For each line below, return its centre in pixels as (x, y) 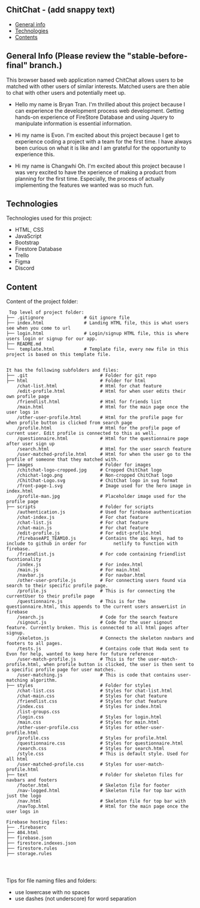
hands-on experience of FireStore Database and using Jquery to (95, 117)
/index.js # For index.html (80, 565)
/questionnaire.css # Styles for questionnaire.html (100, 743)
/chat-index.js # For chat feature (83, 518)
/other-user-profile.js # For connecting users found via (101, 581)
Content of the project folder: (42, 301)
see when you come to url (38, 328)
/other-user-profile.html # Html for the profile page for (100, 418)
